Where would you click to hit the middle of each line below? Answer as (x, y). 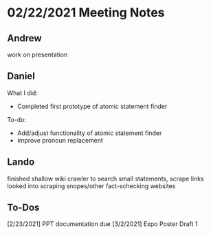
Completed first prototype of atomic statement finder (92, 106)
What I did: (22, 93)
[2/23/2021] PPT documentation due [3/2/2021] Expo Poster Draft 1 (102, 224)
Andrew (25, 38)
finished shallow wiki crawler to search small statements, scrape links (105, 178)
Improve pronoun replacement (60, 140)
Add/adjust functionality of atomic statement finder (89, 133)
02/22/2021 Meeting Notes (86, 13)
